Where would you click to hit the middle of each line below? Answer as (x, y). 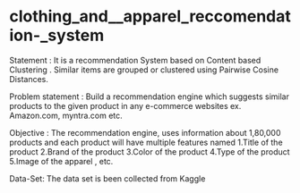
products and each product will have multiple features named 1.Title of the (146, 142)
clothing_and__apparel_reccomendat (150, 17)
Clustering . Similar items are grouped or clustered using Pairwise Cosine (144, 70)
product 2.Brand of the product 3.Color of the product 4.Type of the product (150, 151)
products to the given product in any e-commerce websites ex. (125, 105)
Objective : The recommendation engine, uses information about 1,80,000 (145, 132)
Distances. (29, 79)
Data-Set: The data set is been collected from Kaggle (107, 178)
